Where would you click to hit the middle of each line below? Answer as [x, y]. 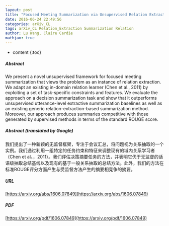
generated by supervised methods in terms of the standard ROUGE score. [82, 119]
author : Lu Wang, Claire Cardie [39, 33]
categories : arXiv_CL [28, 24]
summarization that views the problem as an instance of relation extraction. [83, 82]
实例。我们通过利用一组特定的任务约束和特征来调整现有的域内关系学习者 [80, 150]
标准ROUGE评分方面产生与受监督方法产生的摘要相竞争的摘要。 [70, 169]
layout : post [19, 10]
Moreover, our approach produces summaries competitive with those [77, 114]
